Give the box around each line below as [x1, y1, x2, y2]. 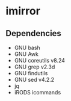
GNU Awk [14, 50, 39, 58]
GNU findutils [14, 70, 48, 76]
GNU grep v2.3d [14, 63, 55, 70]
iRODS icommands [14, 89, 61, 96]
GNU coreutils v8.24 [14, 57, 66, 64]
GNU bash [14, 44, 40, 51]
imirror [5, 4, 40, 18]
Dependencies [5, 28, 61, 38]
